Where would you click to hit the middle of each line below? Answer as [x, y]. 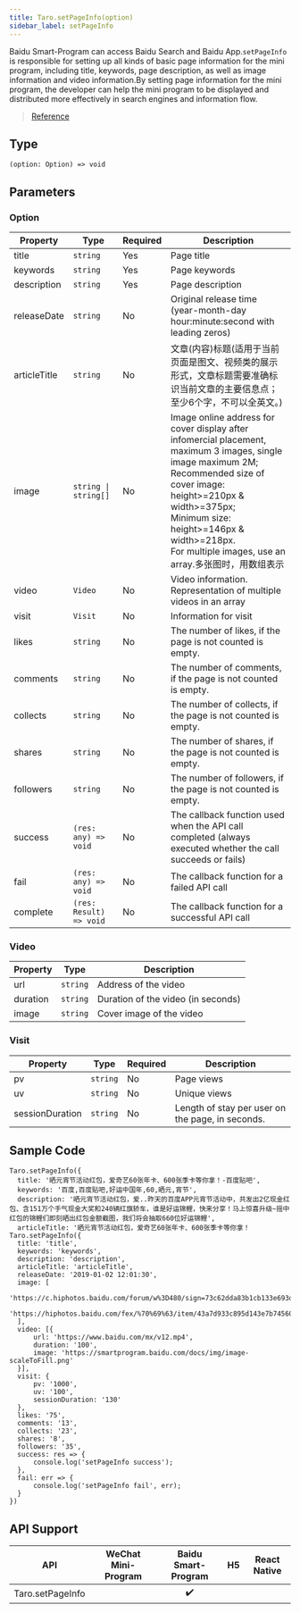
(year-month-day [208, 310]
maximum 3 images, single [226, 451]
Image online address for [222, 418]
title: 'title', [47, 1244]
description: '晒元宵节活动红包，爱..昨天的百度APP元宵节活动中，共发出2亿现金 [150, 1199]
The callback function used [228, 815]
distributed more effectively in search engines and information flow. [133, 98]
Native [267, 1571]
